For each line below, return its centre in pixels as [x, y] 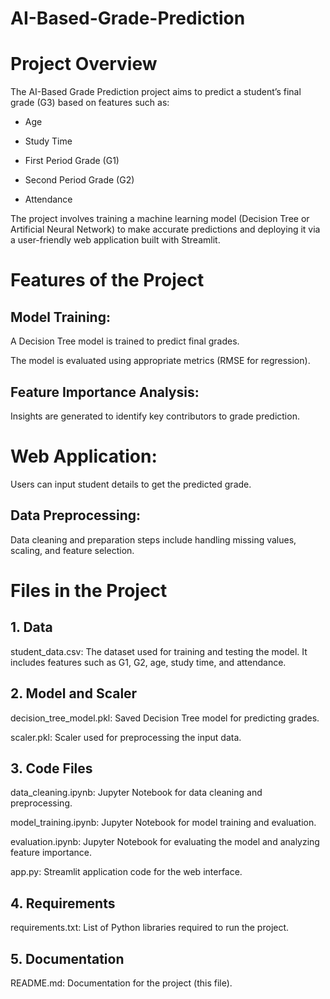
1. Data [31, 627]
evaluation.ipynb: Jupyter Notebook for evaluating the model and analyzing [165, 842]
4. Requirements [63, 903]
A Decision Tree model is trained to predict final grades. [125, 341]
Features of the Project [107, 280]
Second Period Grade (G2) [79, 180]
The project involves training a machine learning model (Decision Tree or [160, 219]
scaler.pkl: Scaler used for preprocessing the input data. [126, 737]
